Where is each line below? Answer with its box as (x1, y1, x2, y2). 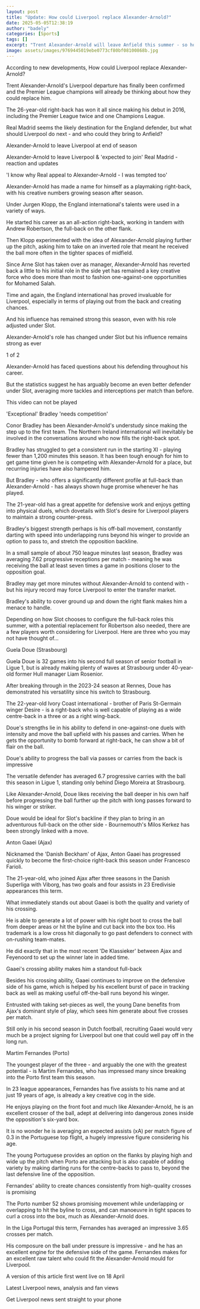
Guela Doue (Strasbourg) (6, 646, 68, 653)
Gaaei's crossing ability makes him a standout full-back (6, 965, 142, 972)
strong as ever (6, 339, 42, 346)
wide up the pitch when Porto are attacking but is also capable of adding (6, 1158, 185, 1165)
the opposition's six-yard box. (6, 1116, 79, 1123)
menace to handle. (6, 604, 52, 611)
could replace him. (6, 94, 52, 101)
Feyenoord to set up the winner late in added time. (6, 954, 130, 961)
